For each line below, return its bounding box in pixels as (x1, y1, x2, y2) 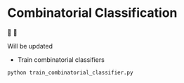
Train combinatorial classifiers (17, 55, 105, 64)
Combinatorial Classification (7, 5, 178, 21)
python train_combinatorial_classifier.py (7, 69, 133, 76)
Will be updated (7, 41, 53, 50)
